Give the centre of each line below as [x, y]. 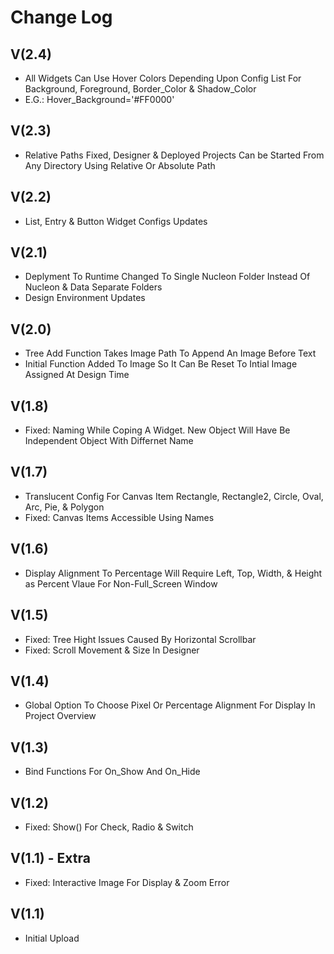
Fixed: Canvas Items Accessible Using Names [119, 517]
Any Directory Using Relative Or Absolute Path [120, 165]
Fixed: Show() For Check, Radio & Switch [109, 827]
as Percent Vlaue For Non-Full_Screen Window [121, 583]
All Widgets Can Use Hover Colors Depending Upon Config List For [163, 78]
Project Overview [60, 716]
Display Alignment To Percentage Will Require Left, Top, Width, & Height [173, 573]
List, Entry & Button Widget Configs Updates [116, 221]
